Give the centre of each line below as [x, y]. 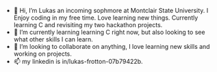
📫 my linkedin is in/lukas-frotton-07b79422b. [78, 61]
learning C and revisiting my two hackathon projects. [88, 25]
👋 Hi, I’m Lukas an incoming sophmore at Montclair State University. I [111, 11]
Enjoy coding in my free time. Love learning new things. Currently [106, 18]
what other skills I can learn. [53, 39]
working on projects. [42, 54]
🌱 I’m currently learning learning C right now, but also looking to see [109, 32]
